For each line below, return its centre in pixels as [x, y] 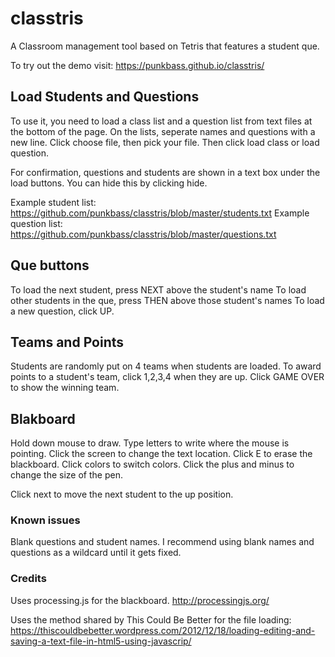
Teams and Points [67, 342]
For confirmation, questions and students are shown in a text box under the [165, 172]
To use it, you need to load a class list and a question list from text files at [161, 121]
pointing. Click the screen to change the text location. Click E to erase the [161, 454]
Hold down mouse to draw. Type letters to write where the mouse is [150, 443]
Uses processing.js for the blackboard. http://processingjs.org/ [140, 600]
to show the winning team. [65, 388]
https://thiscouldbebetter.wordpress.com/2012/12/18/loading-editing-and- [163, 630]
